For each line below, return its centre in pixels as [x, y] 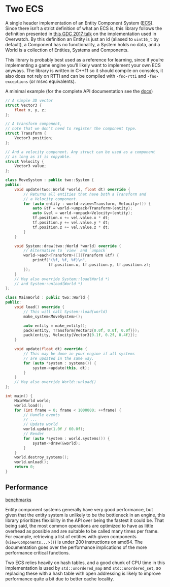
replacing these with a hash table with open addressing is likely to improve [83, 573]
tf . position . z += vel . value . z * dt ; [71, 227]
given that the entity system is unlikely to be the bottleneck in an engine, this [85, 515]
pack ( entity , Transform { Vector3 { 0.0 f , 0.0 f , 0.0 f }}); [81, 330]
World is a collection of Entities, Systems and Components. [67, 50]
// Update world [41, 424]
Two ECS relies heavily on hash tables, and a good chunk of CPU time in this [85, 563]
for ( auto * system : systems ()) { [60, 363]
